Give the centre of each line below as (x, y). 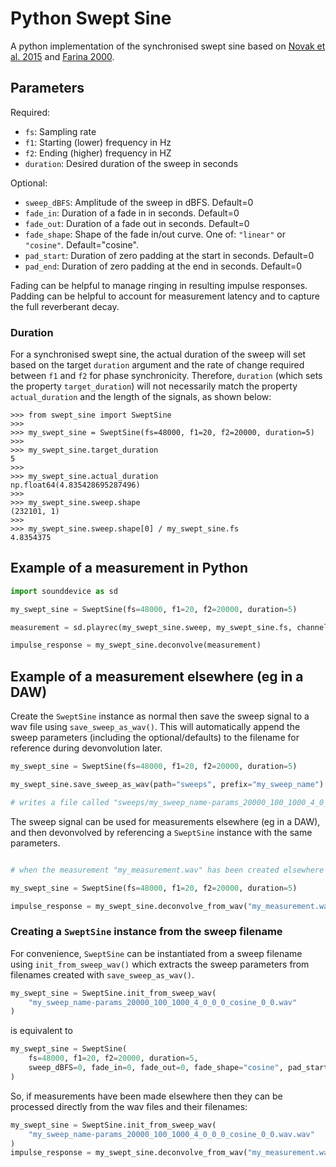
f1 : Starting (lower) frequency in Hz (98, 142)
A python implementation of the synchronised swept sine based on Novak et (168, 46)
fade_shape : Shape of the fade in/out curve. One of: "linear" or (155, 234)
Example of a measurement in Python (129, 568)
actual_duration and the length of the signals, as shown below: (141, 397)
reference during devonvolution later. (86, 748)
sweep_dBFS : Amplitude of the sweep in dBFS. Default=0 (139, 202)
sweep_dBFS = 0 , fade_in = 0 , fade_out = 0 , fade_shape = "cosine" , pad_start (178, 1068)
